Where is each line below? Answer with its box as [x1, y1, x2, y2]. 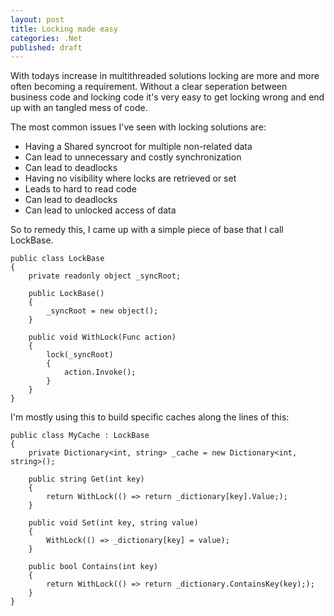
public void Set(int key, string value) [28, 518, 199, 528]
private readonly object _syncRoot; [28, 271, 182, 281]
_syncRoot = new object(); [46, 306, 159, 316]
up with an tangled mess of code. [10, 102, 148, 114]
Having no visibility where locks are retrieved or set [24, 172, 237, 185]
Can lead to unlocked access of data [24, 204, 177, 216]
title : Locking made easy [10, 24, 118, 34]
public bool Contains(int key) [28, 562, 159, 572]
